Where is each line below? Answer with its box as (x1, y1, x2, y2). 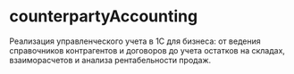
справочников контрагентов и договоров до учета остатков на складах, (9, 45, 286, 55)
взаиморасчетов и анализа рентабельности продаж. (9, 54, 212, 65)
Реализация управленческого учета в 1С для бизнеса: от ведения (9, 36, 261, 46)
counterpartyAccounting (9, 6, 198, 27)
